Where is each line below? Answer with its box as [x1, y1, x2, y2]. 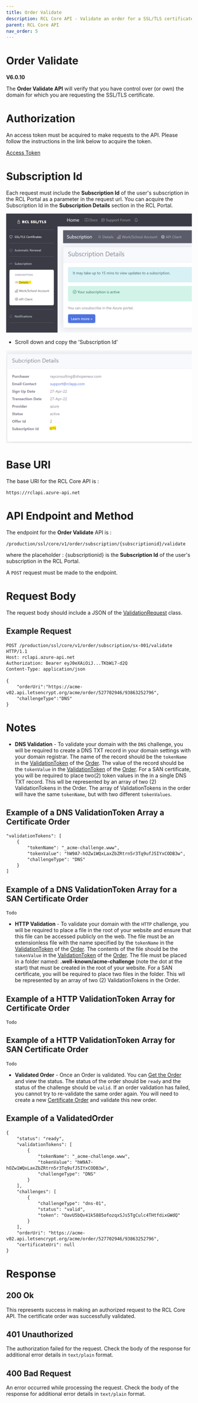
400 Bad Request [6, 1368, 72, 1378]
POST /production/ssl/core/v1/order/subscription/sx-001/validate [6, 642, 173, 648]
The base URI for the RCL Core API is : [6, 477, 99, 484]
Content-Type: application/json [6, 666, 85, 672]
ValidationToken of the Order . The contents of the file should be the [14, 946, 179, 953]
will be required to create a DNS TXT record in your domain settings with [14, 747, 191, 754]
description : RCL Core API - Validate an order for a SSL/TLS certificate [6, 15, 194, 22]
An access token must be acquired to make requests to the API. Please [6, 131, 178, 138]
